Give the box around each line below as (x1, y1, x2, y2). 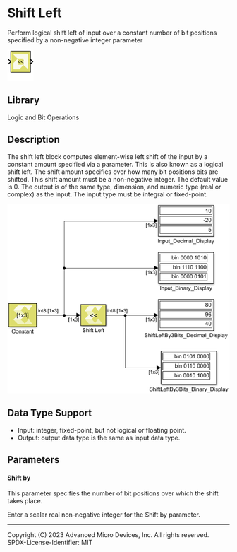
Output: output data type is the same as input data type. (17, 433, 181, 442)
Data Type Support (7, 407, 92, 419)
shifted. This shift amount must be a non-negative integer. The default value (7, 175, 228, 183)
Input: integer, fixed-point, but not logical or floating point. (17, 425, 187, 434)
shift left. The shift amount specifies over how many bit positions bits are (7, 168, 219, 176)
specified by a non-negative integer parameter (7, 35, 143, 44)
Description (7, 134, 60, 146)
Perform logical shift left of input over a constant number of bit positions (7, 28, 217, 37)
